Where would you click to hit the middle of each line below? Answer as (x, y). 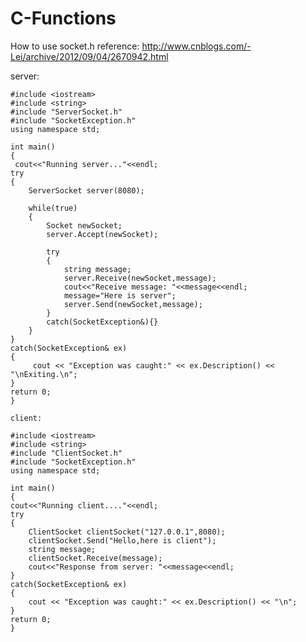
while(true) (53, 208)
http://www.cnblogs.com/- (196, 46)
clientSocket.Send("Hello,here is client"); (122, 540)
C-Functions (63, 18)
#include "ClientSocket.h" (66, 453)
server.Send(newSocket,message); (133, 304)
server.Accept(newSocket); (102, 234)
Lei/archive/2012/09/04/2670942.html (89, 56)
